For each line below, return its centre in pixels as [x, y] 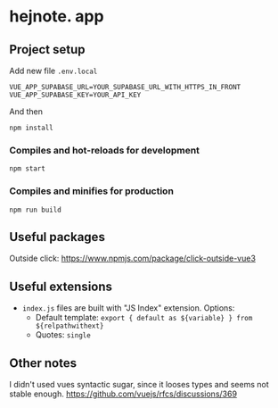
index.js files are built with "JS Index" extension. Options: [128, 308]
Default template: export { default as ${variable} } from [144, 318]
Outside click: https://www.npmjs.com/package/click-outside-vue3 [133, 258]
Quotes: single [63, 335]
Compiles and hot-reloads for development [105, 150]
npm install [31, 128]
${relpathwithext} [69, 326]
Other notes [43, 363]
